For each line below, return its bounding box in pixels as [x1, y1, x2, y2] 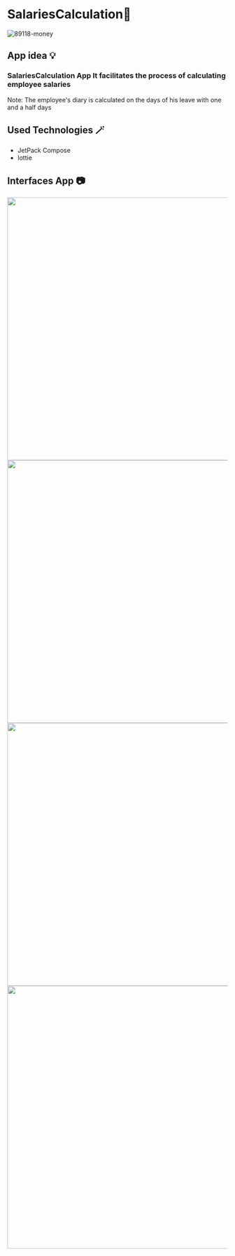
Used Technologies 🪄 [7, 124, 105, 136]
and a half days [7, 103, 52, 111]
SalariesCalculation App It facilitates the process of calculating [7, 71, 226, 81]
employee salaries [7, 80, 71, 90]
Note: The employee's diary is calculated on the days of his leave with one [7, 95, 222, 104]
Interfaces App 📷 [7, 175, 86, 186]
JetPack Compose [17, 146, 71, 155]
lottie [17, 153, 33, 162]
